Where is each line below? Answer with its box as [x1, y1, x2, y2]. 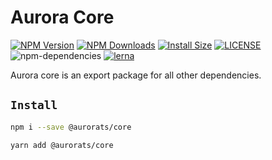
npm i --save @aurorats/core [10, 122, 132, 132]
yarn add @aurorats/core [10, 140, 114, 150]
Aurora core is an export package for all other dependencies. [10, 69, 262, 81]
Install [10, 98, 58, 113]
